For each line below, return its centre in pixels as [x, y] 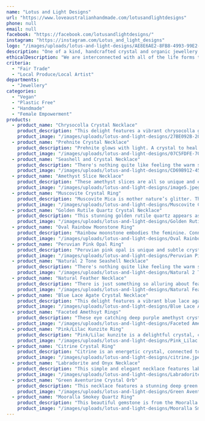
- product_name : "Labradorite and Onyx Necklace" [76, 363]
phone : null [21, 23]
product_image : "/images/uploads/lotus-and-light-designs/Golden [102, 222]
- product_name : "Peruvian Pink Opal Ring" [68, 244]
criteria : [19, 63]
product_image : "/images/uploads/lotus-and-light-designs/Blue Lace [106, 306]
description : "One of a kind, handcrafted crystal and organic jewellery [102, 52]
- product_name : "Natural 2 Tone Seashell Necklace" [80, 261]
